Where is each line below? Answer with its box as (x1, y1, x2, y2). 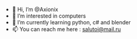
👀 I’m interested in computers (12, 12, 86, 19)
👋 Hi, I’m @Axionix (12, 6, 58, 13)
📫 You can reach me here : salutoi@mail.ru (12, 26, 121, 33)
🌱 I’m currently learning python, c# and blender (12, 19, 131, 26)
